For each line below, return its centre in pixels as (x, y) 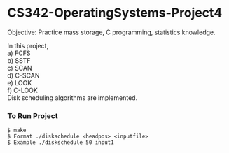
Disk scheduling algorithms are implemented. (72, 97)
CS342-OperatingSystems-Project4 (115, 13)
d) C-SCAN (23, 75)
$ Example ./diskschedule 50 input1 (61, 143)
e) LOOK (20, 82)
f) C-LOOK (23, 90)
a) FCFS (19, 53)
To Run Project (33, 115)
